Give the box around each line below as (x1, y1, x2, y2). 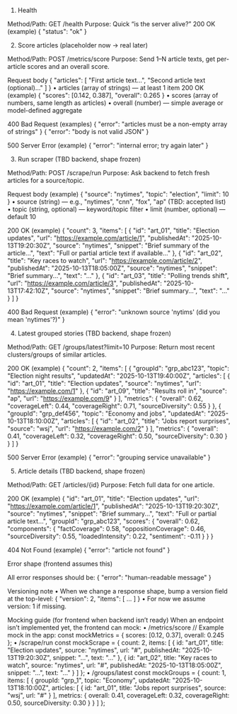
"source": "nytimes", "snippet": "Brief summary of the (52, 241, 210, 250)
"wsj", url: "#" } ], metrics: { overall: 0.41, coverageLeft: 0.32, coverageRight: (7, 691, 230, 699)
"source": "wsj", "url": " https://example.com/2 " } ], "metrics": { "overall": (7, 425, 219, 433)
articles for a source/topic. (7, 177, 85, 184)
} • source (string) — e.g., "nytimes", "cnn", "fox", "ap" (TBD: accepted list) (7, 198, 226, 206)
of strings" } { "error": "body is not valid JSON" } (7, 128, 149, 135)
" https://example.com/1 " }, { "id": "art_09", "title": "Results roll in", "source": (7, 386, 228, 395)
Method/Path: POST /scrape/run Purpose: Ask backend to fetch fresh (7, 169, 210, 177)
